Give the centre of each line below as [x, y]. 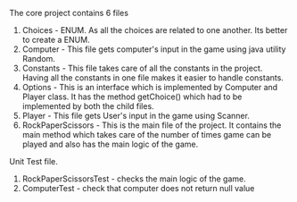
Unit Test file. [33, 161]
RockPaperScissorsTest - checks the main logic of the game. [134, 179]
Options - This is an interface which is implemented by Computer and [150, 87]
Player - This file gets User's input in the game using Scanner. [136, 116]
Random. [39, 59]
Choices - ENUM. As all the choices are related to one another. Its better [155, 30]
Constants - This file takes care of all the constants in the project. [142, 68]
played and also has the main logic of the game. [110, 144]
